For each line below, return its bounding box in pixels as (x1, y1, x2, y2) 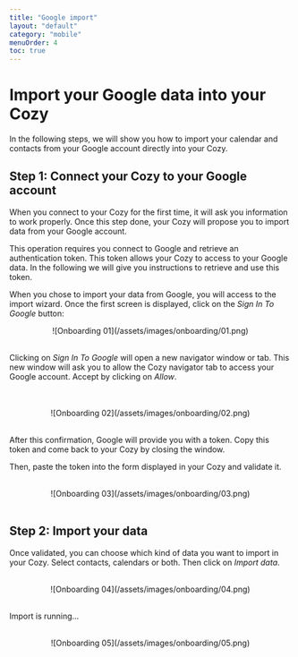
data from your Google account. (9, 226, 127, 236)
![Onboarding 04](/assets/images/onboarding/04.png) (50, 584, 251, 594)
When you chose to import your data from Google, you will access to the (9, 288, 277, 300)
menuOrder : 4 (9, 38, 58, 47)
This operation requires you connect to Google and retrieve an (9, 243, 239, 253)
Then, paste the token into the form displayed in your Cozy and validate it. (9, 461, 282, 472)
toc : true (9, 47, 47, 55)
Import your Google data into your (9, 85, 267, 106)
